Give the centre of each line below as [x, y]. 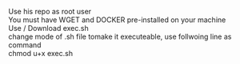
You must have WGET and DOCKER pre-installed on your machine [117, 20]
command [25, 45]
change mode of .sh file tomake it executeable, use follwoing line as [120, 36]
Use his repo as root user [50, 11]
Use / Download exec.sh [49, 28]
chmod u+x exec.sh [41, 53]
